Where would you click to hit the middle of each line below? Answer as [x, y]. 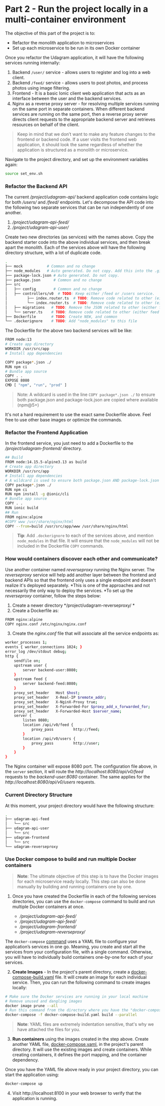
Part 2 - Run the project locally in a [77, 9]
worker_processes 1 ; [26, 643]
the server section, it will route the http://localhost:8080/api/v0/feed [74, 772]
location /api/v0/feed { [48, 725]
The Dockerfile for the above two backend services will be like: [69, 330]
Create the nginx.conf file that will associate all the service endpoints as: [86, 633]
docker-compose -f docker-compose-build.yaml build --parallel [71, 1015]
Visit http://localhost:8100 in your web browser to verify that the [77, 1093]
